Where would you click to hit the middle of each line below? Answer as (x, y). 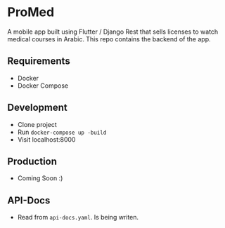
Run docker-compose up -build (62, 132)
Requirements (39, 61)
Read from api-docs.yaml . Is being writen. (78, 217)
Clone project (37, 124)
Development (38, 108)
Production (32, 161)
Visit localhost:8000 (46, 139)
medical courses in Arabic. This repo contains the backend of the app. (109, 39)
